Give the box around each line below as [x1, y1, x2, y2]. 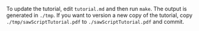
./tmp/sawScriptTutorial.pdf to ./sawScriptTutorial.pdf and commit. [6, 18, 185, 25]
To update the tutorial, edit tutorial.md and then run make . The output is [6, 5, 187, 12]
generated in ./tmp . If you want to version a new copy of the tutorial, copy [6, 12, 193, 19]
